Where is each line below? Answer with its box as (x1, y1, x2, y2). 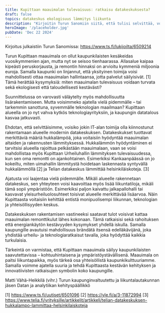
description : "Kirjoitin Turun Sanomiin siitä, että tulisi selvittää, (5, 21, 155, 26)
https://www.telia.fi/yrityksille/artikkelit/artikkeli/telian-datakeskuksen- (5, 297, 147, 303)
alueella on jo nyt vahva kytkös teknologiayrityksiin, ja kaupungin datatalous (5, 110, 159, 115)
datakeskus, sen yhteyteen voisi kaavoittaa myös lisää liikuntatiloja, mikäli (5, 181, 154, 187)
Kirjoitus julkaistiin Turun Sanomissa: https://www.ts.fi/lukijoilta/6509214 (5, 44, 151, 49)
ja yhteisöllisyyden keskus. (5, 202, 59, 207)
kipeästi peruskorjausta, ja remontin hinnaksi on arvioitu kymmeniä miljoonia (5, 63, 160, 69)
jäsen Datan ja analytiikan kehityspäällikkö (5, 283, 90, 288)
